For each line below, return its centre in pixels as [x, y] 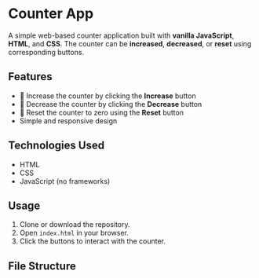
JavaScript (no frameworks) [65, 181]
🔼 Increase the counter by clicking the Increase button [108, 96]
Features [30, 77]
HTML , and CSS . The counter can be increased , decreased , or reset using [130, 43]
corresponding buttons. [46, 52]
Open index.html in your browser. [74, 233]
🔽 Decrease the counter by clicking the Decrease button [111, 104]
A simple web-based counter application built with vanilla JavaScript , [121, 35]
